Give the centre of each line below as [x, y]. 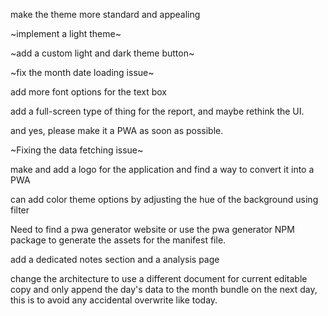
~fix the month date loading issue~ [82, 72]
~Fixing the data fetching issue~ [77, 150]
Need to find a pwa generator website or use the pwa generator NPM [152, 229]
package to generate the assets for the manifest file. [118, 240]
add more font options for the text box [88, 92]
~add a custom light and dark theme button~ [102, 53]
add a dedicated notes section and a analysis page [115, 259]
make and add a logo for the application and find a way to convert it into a [162, 169]
